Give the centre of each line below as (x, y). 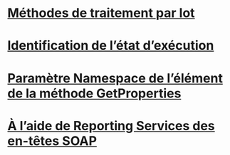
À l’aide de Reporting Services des (111, 125)
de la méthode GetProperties (94, 93)
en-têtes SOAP (52, 141)
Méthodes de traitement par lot (101, 13)
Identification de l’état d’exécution (111, 46)
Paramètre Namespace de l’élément (115, 78)
